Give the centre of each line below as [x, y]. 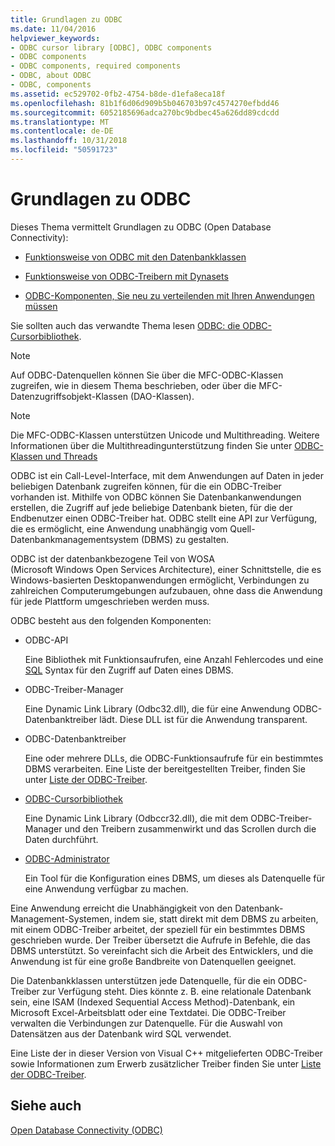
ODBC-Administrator [67, 858]
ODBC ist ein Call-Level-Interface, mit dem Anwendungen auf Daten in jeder [167, 475]
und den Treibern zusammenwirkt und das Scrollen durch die [190, 828]
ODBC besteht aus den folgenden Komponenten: [111, 620]
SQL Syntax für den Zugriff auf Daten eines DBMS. [129, 670]
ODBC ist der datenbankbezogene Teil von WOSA [112, 558]
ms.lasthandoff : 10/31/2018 [69, 141]
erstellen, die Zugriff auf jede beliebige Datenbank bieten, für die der [151, 507]
